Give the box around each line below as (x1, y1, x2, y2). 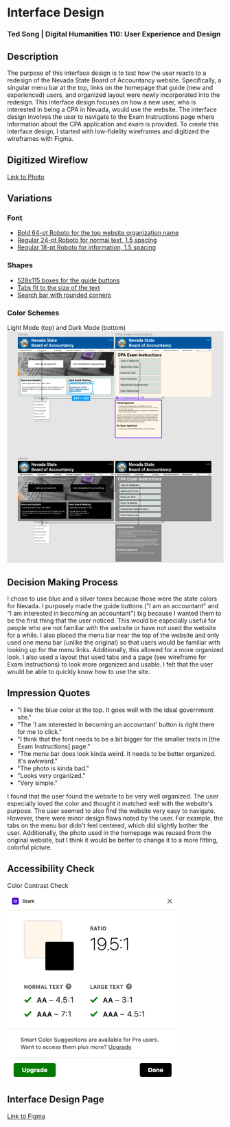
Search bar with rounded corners (16, 291, 111, 299)
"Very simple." (16, 779, 58, 787)
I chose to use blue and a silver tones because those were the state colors (7, 594, 218, 603)
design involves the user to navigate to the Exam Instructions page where (7, 112, 215, 121)
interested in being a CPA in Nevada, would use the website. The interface (7, 105, 218, 113)
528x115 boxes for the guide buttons (16, 276, 120, 284)
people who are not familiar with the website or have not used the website (7, 624, 216, 632)
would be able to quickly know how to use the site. (7, 668, 150, 676)
